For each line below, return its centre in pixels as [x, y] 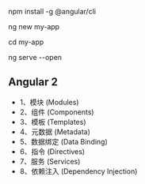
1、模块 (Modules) [49, 102]
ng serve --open [35, 57]
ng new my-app [34, 26]
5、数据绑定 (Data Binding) [64, 141]
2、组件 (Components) [57, 112]
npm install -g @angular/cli [52, 11]
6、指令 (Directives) [52, 151]
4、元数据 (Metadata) [55, 131]
